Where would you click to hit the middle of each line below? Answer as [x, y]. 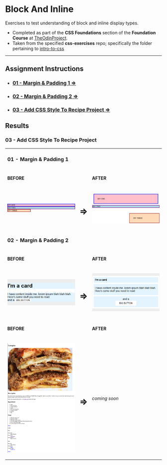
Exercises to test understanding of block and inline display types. [72, 23]
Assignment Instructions [44, 69]
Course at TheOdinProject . [40, 38]
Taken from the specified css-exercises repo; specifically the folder [82, 43]
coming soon [105, 398]
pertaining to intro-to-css [38, 48]
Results [17, 126]
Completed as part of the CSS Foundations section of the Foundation [84, 32]
